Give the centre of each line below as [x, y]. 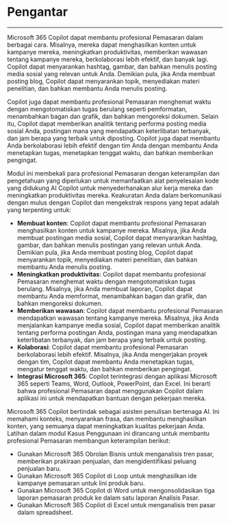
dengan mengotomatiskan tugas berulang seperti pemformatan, [97, 109]
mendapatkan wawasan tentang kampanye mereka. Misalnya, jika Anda [118, 318]
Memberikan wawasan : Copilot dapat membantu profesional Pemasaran [120, 310]
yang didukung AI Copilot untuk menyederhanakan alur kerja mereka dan [110, 188]
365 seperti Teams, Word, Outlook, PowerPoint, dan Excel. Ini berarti [114, 383]
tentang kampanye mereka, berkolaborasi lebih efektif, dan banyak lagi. [108, 59]
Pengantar [38, 12]
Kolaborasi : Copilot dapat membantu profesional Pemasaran [102, 347]
